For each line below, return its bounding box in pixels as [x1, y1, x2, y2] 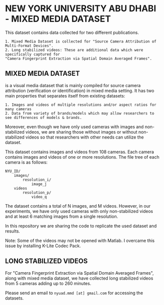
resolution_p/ [23, 190, 51, 195]
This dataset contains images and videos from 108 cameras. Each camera [5, 149, 154, 155]
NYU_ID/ [5, 168, 21, 174]
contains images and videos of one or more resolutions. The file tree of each [5, 154, 160, 160]
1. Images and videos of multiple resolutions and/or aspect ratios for [5, 102, 157, 107]
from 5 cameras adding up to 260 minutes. [5, 280, 92, 286]
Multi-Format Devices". [5, 43, 54, 48]
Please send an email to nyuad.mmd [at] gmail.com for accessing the [5, 290, 143, 296]
